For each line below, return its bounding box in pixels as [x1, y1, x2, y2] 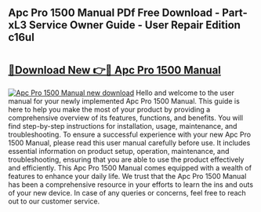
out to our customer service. [8, 196, 100, 206]
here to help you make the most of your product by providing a [8, 105, 211, 114]
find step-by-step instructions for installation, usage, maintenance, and [8, 122, 237, 130]
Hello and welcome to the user [136, 88, 235, 97]
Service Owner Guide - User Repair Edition [28, 19, 241, 32]
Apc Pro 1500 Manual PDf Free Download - [8, 6, 220, 20]
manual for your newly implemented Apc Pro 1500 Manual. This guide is [8, 97, 241, 105]
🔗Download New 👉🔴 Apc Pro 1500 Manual [8, 63, 222, 77]
